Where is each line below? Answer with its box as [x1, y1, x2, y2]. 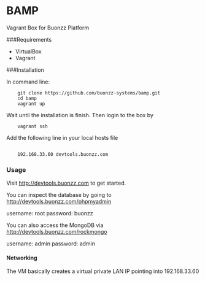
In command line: [6, 78, 50, 85]
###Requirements [6, 36, 52, 43]
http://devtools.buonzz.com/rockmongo [6, 228, 107, 236]
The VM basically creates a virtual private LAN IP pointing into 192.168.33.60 [6, 268, 199, 275]
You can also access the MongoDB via [6, 221, 104, 229]
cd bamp [17, 95, 37, 101]
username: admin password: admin [6, 240, 96, 247]
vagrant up [17, 101, 45, 107]
